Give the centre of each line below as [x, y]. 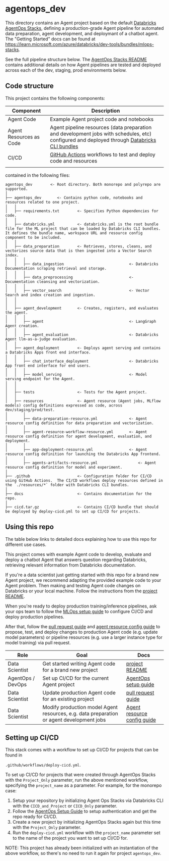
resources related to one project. [43, 202]
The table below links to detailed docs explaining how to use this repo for [81, 539]
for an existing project [68, 699]
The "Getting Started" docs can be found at [50, 39]
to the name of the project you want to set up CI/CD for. [70, 838]
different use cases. [26, 544]
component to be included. [33, 237]
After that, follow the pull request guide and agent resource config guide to [83, 626]
